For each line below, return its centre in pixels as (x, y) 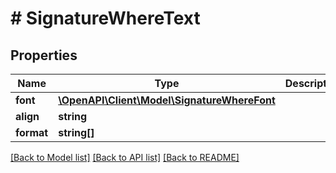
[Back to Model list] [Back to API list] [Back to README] (125, 157)
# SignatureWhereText (105, 18)
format (32, 132)
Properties (44, 55)
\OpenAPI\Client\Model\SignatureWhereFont (167, 100)
